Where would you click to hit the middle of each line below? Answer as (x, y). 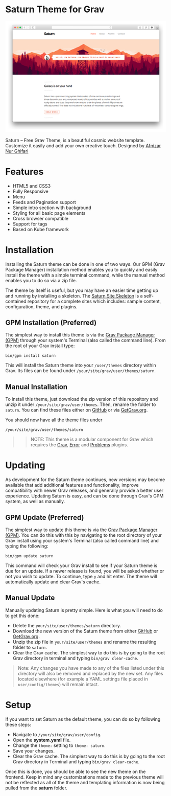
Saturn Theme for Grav (55, 9)
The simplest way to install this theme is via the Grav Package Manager (80, 335)
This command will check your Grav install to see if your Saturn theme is (81, 565)
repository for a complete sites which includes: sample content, (94, 301)
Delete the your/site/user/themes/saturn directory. (67, 625)
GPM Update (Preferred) (45, 517)
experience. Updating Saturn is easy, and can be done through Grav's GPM (84, 496)
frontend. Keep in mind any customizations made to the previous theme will (84, 777)
